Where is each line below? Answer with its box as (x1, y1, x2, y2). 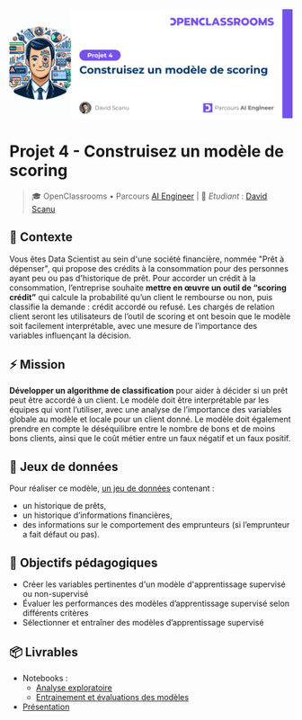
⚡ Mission (9, 357, 66, 372)
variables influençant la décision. (9, 330, 132, 341)
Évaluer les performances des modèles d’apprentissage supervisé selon (22, 598, 290, 609)
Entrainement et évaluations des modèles (35, 691, 190, 702)
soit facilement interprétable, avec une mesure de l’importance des (9, 320, 258, 331)
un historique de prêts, (22, 501, 107, 511)
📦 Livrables (9, 644, 78, 660)
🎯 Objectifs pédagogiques (9, 555, 158, 570)
